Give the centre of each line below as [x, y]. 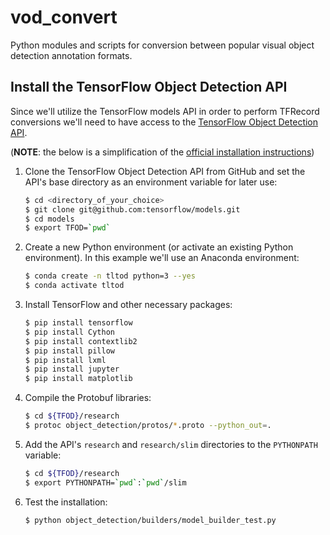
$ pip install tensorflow [78, 323]
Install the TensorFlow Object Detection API [149, 87]
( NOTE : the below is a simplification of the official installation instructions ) [162, 152]
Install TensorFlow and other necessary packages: [128, 304]
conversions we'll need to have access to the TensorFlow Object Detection [164, 122]
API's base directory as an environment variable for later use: [151, 182]
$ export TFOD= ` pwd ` [67, 228]
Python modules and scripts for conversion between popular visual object [162, 45]
